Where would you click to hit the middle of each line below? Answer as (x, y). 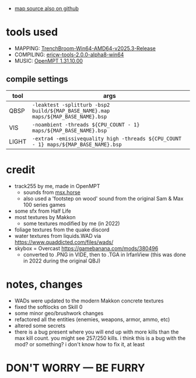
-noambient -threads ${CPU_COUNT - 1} (86, 125)
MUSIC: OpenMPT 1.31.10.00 (49, 60)
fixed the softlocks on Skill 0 (48, 307)
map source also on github (46, 8)
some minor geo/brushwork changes (59, 313)
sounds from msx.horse (52, 192)
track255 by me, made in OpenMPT (57, 186)
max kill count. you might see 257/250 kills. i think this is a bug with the (100, 338)
